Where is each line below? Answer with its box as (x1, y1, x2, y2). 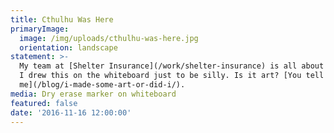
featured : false (10, 98, 78, 108)
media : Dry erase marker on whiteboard (10, 89, 177, 99)
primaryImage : (10, 24, 70, 34)
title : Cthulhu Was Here (10, 14, 114, 25)
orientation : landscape (19, 42, 118, 53)
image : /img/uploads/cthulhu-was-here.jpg (19, 33, 199, 43)
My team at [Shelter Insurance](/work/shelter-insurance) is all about (19, 61, 325, 71)
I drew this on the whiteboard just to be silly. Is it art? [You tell (19, 71, 325, 81)
